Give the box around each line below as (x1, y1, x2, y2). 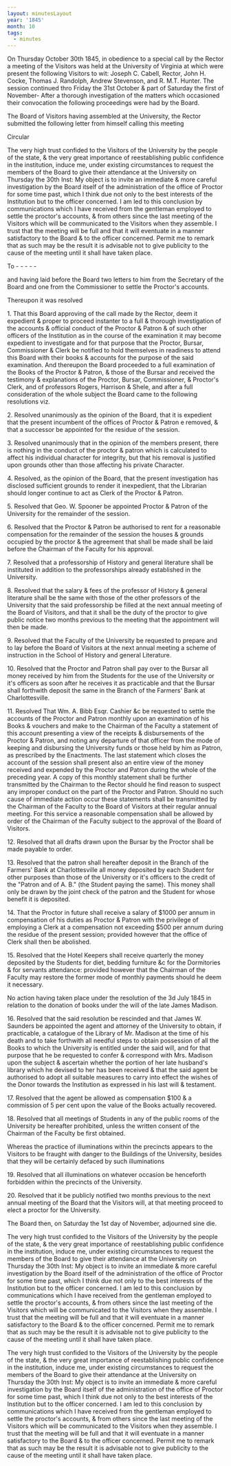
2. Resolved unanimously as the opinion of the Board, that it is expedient (7, 411, 212, 419)
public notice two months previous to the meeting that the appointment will (7, 615, 219, 624)
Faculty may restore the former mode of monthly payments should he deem (7, 973, 222, 982)
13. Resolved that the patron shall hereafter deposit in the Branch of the (7, 858, 209, 866)
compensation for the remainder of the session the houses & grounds (7, 531, 204, 539)
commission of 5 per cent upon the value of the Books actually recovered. (7, 1101, 217, 1109)
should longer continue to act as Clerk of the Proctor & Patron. (7, 489, 184, 497)
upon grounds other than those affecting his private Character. (7, 461, 184, 469)
